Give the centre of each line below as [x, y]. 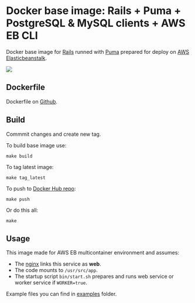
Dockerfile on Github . [32, 101]
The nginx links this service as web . [58, 264]
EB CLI [22, 36]
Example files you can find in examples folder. [61, 294]
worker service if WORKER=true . [51, 283]
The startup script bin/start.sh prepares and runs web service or [94, 277]
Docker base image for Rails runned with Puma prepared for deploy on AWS [97, 51]
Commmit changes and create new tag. [54, 134]
